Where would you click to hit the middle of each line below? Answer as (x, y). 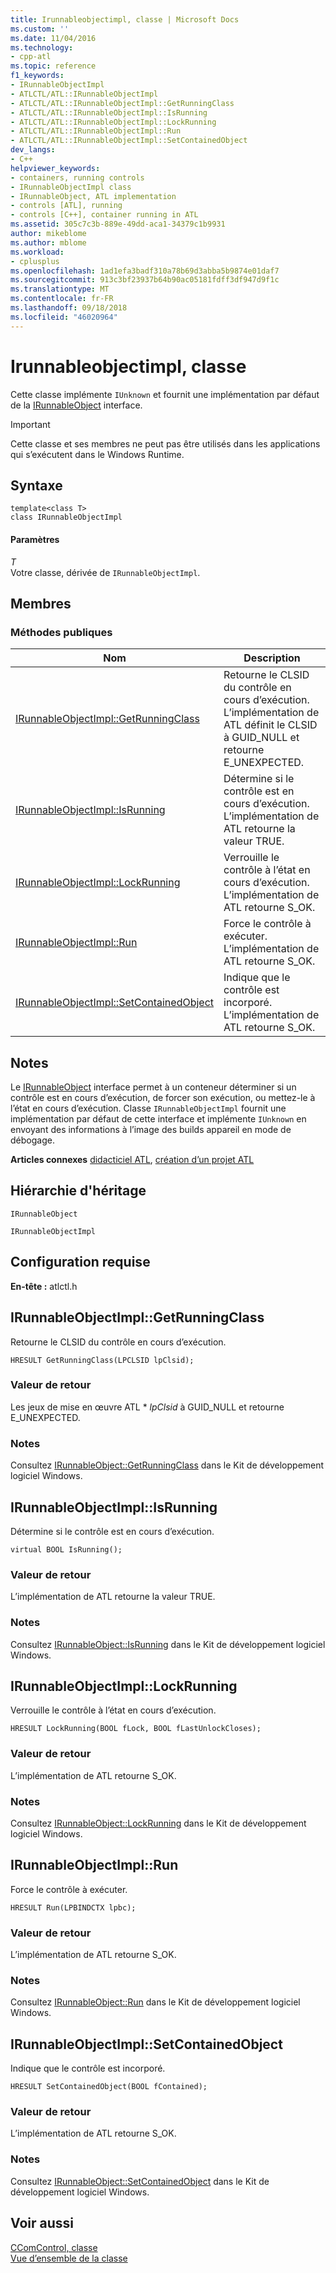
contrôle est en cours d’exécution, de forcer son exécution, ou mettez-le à (163, 1098)
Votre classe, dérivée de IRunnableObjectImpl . (105, 572)
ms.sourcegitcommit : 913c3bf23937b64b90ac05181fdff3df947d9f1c (145, 280)
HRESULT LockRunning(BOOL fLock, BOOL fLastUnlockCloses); (136, 1729)
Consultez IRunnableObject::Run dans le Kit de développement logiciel (155, 2002)
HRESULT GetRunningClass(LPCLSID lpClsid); (102, 1360)
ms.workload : (37, 252)
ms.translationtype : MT (60, 289)
